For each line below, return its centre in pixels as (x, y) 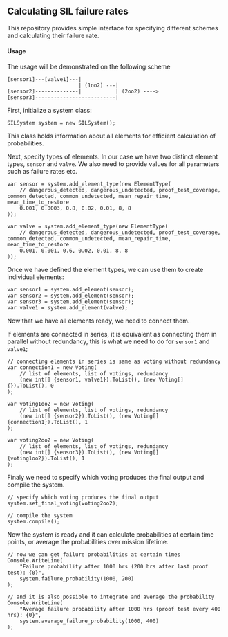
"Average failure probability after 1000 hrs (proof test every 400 (120, 609)
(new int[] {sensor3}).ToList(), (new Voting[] (89, 453)
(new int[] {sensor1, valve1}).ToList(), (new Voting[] (102, 380)
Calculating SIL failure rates (68, 11)
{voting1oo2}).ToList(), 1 (46, 459)
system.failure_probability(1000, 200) (77, 579)
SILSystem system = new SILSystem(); (61, 123)
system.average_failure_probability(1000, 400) (89, 621)
